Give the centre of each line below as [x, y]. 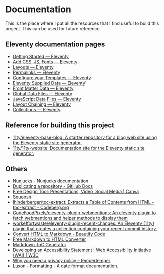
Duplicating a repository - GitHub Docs [53, 186]
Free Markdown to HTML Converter [49, 239]
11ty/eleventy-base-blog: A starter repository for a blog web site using [85, 137]
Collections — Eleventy [36, 109]
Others [16, 169]
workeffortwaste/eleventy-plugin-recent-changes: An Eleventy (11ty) [83, 223]
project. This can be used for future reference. [53, 28]
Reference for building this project [60, 125]
